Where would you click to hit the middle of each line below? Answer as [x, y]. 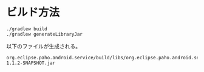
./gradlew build [27, 29]
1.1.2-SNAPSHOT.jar [31, 63]
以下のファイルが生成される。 [43, 46]
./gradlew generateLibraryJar [45, 34]
